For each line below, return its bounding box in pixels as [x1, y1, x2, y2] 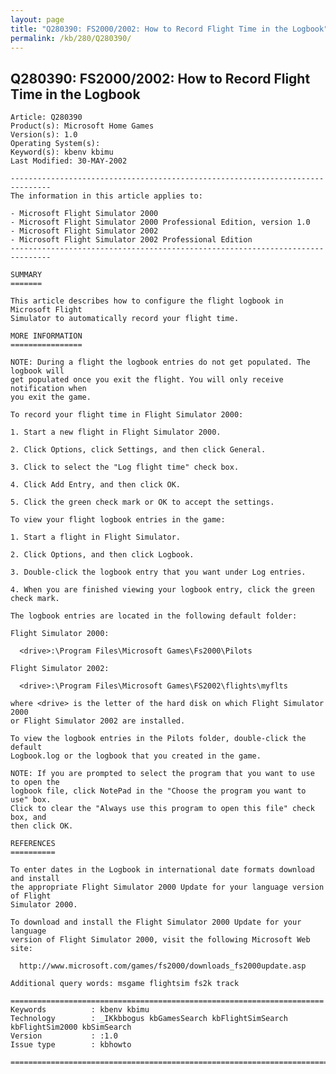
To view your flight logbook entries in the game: [10, 515, 226, 525]
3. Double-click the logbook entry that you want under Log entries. [10, 567, 307, 578]
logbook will [10, 366, 65, 376]
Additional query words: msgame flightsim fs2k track [10, 979, 240, 989]
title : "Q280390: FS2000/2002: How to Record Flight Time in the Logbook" [10, 24, 329, 34]
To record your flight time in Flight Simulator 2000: [10, 410, 244, 420]
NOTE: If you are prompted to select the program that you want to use [10, 769, 315, 779]
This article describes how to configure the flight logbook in [10, 296, 284, 306]
